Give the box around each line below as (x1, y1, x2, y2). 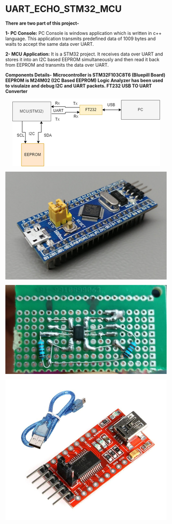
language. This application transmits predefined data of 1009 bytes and (5, 35, 156, 42)
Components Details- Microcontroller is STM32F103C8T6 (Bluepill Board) (5, 71, 165, 78)
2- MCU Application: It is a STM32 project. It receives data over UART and (5, 51, 163, 57)
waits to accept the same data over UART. (5, 41, 94, 47)
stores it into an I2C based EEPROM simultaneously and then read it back (5, 56, 160, 62)
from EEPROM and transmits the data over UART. (5, 62, 109, 68)
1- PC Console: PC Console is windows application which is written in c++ (5, 30, 162, 36)
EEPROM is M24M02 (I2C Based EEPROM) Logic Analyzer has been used (5, 77, 163, 83)
